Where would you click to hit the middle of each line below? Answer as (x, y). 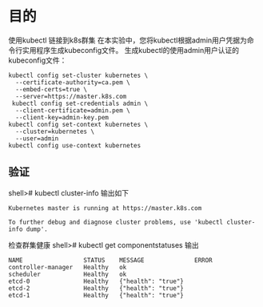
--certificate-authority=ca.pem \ (73, 82)
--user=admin (37, 138)
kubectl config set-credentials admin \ (80, 103)
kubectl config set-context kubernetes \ (78, 124)
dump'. (37, 229)
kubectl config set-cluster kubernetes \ (78, 75)
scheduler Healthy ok (68, 274)
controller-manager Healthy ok (68, 267)
